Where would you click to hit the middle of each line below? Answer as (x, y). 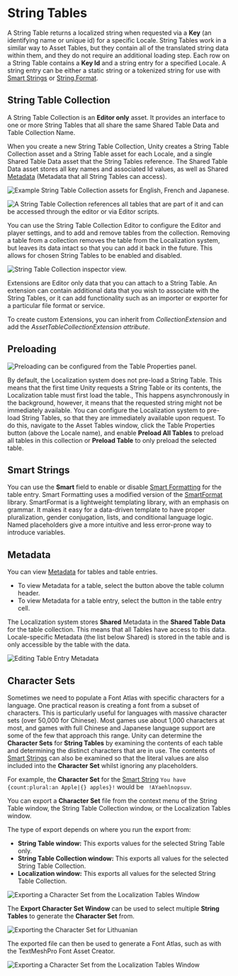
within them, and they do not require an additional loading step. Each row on (119, 55)
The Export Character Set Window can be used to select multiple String (113, 909)
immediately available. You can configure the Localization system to (106, 410)
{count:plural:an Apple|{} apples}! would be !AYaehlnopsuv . (100, 787)
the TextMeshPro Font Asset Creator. (61, 951)
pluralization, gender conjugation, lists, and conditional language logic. (110, 517)
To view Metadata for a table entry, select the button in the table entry (119, 601)
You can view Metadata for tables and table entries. (83, 572)
